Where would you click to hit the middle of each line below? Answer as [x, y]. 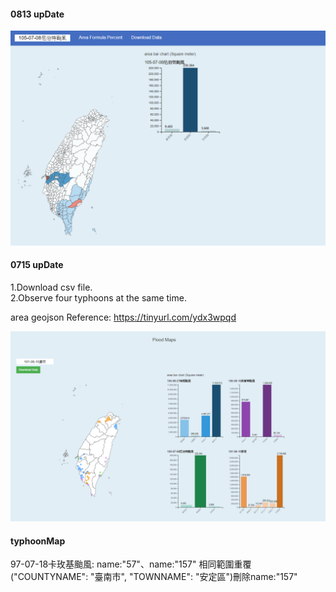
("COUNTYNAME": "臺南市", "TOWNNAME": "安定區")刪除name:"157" [154, 577]
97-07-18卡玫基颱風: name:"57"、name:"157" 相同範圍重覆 [131, 564]
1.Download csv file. [51, 287]
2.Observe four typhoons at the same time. [98, 297]
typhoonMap [38, 541]
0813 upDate [37, 14]
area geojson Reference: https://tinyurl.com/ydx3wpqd [123, 317]
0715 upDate [37, 265]
